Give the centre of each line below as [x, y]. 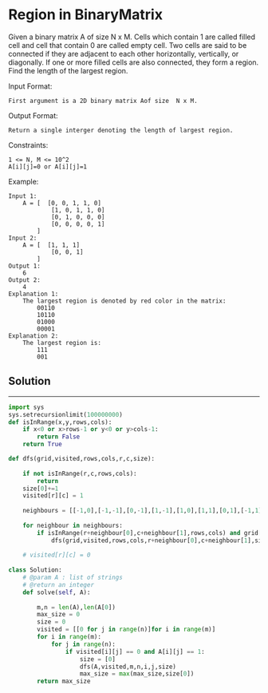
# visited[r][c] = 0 [57, 555]
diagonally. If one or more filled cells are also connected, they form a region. [134, 62]
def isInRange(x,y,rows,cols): [60, 422]
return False [59, 437]
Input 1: [23, 196]
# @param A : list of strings [73, 577]
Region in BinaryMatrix [86, 15]
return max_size [64, 681]
